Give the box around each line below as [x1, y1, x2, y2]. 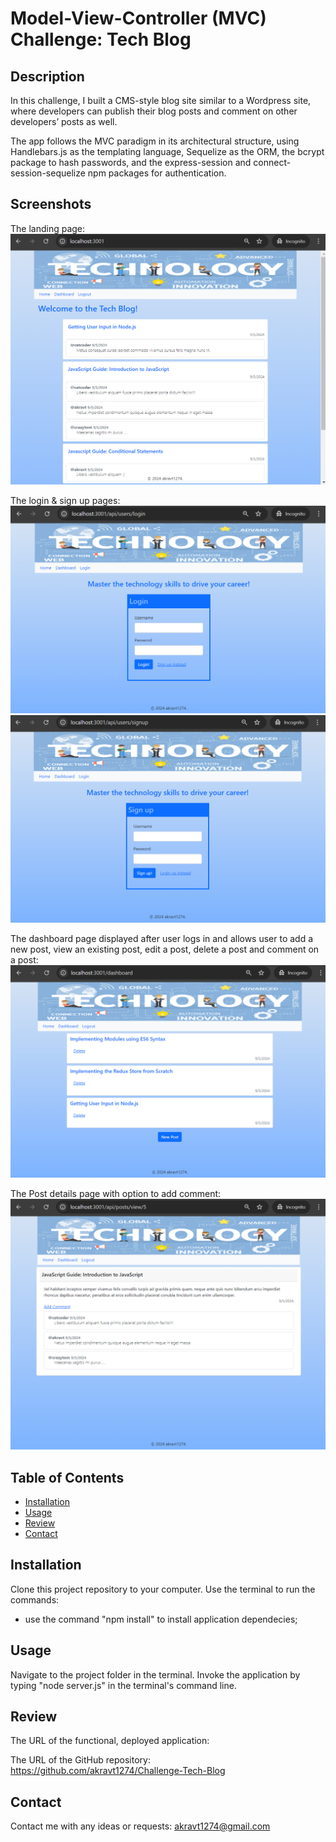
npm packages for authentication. [87, 167, 227, 179]
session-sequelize [10, 167, 86, 179]
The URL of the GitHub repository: [10, 1754, 151, 1766]
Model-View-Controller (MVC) [10, 7, 267, 30]
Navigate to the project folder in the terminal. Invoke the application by [10, 1668, 301, 1681]
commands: [10, 1593, 60, 1606]
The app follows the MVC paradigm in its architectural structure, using [10, 135, 300, 147]
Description [10, 68, 85, 85]
